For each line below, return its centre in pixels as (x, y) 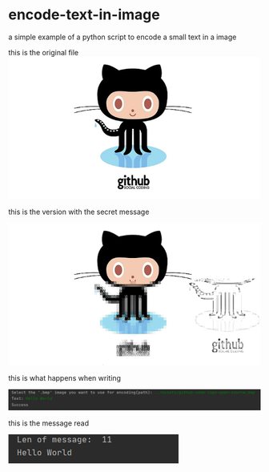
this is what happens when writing (65, 377)
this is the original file (44, 52)
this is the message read (49, 423)
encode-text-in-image (84, 15)
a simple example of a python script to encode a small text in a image (122, 37)
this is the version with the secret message (79, 212)
